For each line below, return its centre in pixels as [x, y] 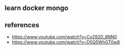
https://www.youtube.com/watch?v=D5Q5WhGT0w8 [66, 42]
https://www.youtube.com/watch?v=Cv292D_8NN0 [64, 37]
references [22, 25]
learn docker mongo [36, 8]
